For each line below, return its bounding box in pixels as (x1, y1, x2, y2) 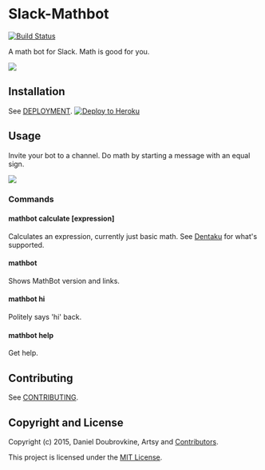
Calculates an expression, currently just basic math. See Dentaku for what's (8, 231, 258, 241)
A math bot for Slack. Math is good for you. (8, 46, 150, 56)
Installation (8, 85, 65, 98)
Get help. (8, 349, 38, 358)
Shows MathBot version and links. (8, 276, 120, 285)
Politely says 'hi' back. (8, 313, 82, 322)
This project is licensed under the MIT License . (8, 452, 163, 462)
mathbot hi (8, 294, 45, 304)
